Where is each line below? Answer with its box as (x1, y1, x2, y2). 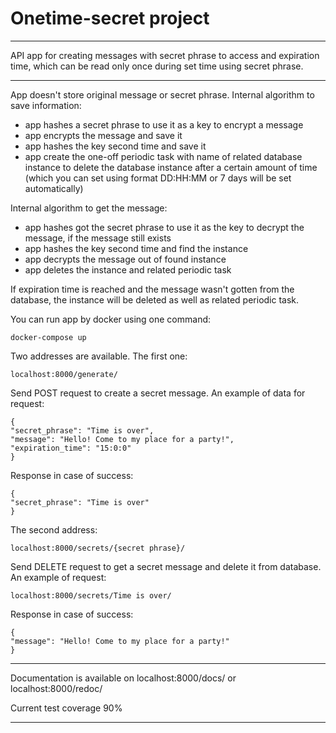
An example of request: (10, 571, 107, 583)
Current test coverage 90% (10, 702, 123, 714)
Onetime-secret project (10, 7, 210, 30)
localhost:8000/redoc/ (10, 682, 103, 694)
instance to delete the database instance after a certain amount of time (24, 161, 318, 173)
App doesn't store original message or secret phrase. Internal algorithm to (10, 88, 315, 101)
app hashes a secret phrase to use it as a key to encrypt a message (24, 118, 304, 131)
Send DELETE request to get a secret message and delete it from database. (10, 560, 322, 572)
